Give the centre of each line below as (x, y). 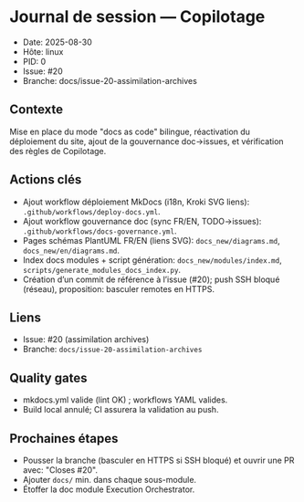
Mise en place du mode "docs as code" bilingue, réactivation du (130, 131)
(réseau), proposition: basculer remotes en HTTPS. (118, 288)
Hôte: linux (43, 51)
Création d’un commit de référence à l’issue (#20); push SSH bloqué (151, 279)
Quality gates (48, 377)
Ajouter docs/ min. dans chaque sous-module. (110, 480)
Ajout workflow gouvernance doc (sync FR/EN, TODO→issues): (142, 221)
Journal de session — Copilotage (137, 17)
